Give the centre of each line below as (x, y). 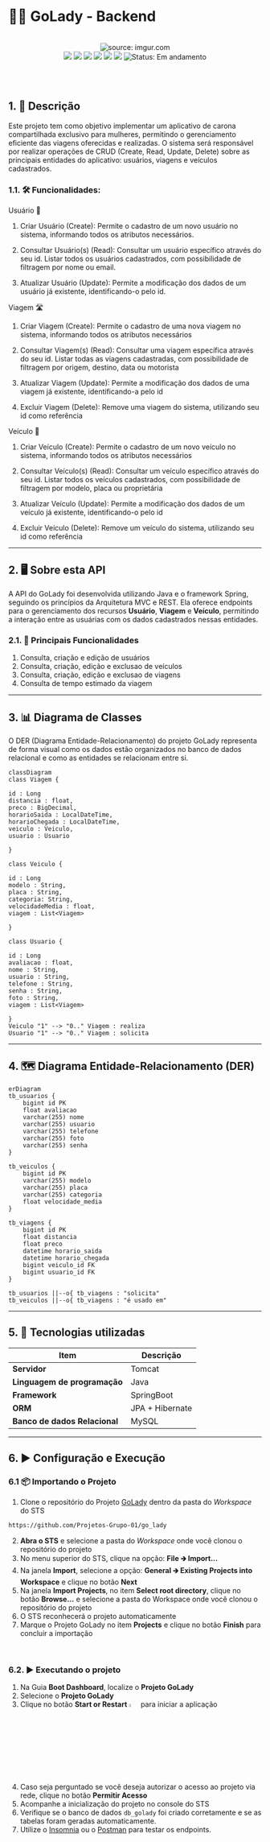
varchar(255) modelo (57, 1180)
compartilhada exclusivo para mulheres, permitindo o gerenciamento (123, 134)
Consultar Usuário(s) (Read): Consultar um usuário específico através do (141, 250)
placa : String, (35, 892)
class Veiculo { (35, 864)
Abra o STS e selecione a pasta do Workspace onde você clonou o (131, 1541)
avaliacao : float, (41, 962)
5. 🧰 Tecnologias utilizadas (77, 1333)
